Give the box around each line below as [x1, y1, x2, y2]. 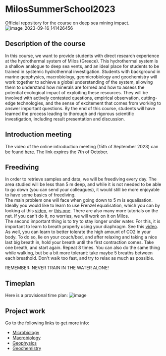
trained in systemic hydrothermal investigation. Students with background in [5, 68, 161, 74]
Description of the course [5, 40, 86, 48]
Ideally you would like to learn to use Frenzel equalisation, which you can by [5, 202, 160, 209]
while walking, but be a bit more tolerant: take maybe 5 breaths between [5, 250, 153, 256]
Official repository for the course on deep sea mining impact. [5, 20, 130, 26]
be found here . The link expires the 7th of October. [5, 149, 109, 155]
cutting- [141, 95, 158, 101]
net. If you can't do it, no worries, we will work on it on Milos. [5, 213, 129, 219]
